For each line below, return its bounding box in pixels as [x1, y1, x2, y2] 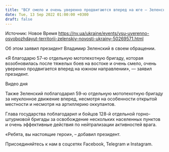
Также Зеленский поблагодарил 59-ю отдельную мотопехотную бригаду [5, 91, 163, 97]
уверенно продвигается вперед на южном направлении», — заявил [5, 66, 152, 72]
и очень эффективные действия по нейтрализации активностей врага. [5, 121, 157, 128]
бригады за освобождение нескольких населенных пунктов [31, 116, 161, 122]
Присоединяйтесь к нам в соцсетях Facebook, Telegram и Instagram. [5, 141, 153, 147]
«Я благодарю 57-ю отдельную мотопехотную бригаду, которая [5, 55, 143, 61]
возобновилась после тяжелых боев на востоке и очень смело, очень [5, 61, 157, 67]
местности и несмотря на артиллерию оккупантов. [5, 101, 116, 107]
